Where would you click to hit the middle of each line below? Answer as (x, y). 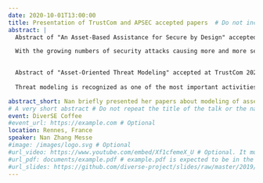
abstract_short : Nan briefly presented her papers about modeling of (124, 101)
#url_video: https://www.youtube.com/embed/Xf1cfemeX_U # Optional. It (127, 152)
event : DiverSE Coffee (45, 116)
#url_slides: (29, 167)
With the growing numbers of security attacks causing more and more (131, 52)
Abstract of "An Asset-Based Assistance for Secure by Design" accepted (136, 37)
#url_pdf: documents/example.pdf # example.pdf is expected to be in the (131, 160)
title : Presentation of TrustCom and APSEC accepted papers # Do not (126, 23)
